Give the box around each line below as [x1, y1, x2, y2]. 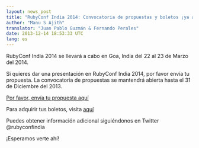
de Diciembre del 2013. [6, 83, 63, 89]
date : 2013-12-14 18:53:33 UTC [6, 31, 84, 37]
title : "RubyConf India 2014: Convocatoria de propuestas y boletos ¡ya [6, 14, 190, 20]
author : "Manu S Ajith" [6, 20, 65, 25]
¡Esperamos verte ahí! [6, 135, 60, 142]
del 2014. [6, 59, 28, 66]
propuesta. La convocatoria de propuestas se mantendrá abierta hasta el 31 [6, 76, 191, 83]
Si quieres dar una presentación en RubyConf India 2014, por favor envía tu [6, 70, 190, 77]
